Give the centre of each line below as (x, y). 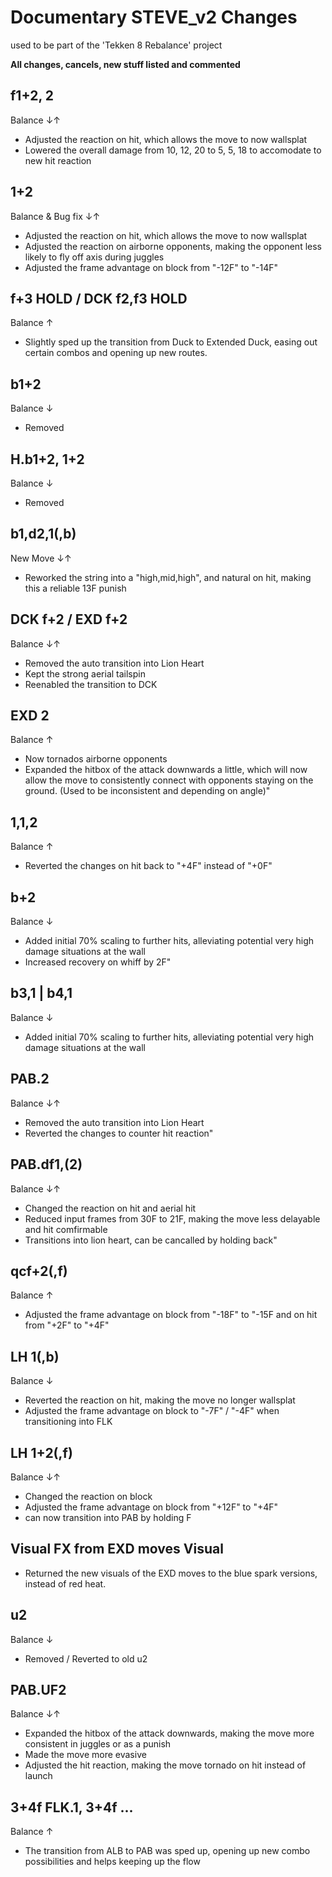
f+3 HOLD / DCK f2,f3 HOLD (99, 298)
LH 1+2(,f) (41, 1452)
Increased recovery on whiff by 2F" (98, 962)
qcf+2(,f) (39, 1271)
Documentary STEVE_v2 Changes (154, 17)
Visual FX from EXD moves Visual (117, 1549)
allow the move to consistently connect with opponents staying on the (169, 780)
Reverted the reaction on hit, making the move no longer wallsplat (160, 1400)
